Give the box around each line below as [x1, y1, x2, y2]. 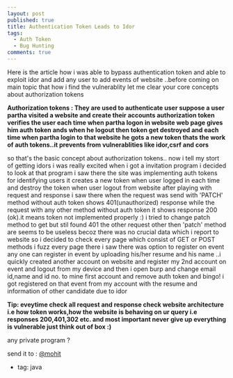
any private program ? [7, 336, 71, 344]
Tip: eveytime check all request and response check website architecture [7, 300, 224, 309]
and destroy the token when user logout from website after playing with [7, 183, 212, 192]
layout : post [7, 10, 45, 17]
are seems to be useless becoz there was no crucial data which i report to [7, 227, 219, 236]
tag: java [17, 363, 42, 371]
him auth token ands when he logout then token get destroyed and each [7, 126, 219, 134]
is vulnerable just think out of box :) [7, 322, 112, 331]
